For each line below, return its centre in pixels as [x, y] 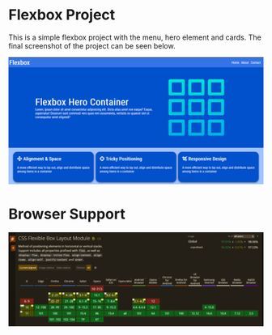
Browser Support [67, 214]
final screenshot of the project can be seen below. [92, 45]
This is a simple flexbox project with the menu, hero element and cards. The [135, 37]
